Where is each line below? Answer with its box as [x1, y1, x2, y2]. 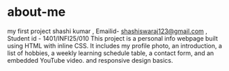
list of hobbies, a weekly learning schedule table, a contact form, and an [7, 49, 214, 57]
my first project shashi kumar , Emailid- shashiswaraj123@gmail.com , [7, 27, 207, 35]
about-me [7, 4, 66, 20]
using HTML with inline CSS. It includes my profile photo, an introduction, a [7, 41, 223, 50]
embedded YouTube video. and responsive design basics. [7, 56, 173, 64]
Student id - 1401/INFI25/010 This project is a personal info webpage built [7, 34, 218, 42]
